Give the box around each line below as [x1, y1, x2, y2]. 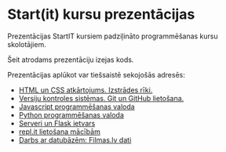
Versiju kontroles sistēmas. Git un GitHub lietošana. [18, 93, 184, 103]
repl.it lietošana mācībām [18, 127, 101, 136]
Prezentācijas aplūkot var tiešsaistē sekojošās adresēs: [7, 70, 186, 79]
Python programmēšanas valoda [18, 110, 125, 119]
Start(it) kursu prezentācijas [7, 5, 195, 24]
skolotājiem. [7, 39, 46, 49]
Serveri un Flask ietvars [18, 118, 96, 128]
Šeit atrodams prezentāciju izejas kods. [7, 55, 134, 64]
